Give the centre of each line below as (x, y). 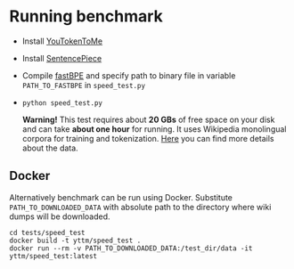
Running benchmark (86, 16)
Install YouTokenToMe (62, 41)
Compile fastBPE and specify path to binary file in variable (129, 75)
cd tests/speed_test (48, 232)
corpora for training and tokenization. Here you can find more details (148, 138)
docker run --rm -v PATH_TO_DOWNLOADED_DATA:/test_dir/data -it (131, 248)
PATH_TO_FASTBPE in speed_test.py (83, 85)
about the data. (50, 148)
